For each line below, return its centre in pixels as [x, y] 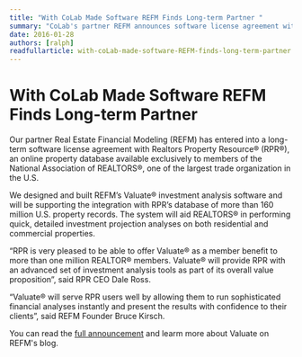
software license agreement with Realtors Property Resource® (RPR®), [159, 149]
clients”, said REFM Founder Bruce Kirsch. [87, 317]
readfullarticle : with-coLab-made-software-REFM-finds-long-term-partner [151, 51]
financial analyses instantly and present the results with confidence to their [148, 307]
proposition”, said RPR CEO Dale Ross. [80, 280]
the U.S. [24, 178]
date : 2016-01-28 [42, 34]
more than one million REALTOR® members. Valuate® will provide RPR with [147, 261]
